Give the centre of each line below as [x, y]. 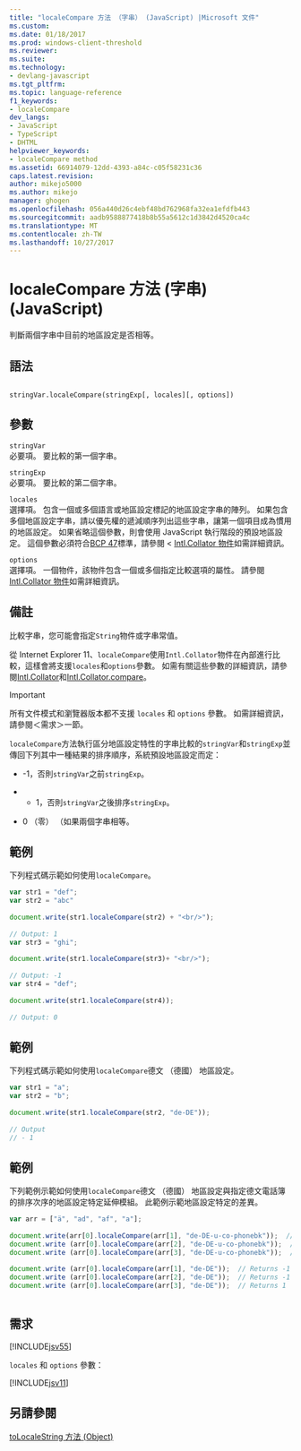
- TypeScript [34, 134]
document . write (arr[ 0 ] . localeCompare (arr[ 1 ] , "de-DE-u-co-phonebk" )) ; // [152, 1236]
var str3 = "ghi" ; [43, 942]
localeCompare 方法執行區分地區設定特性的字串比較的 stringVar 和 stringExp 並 [150, 743]
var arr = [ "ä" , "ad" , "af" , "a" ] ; [76, 1219]
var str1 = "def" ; [43, 892]
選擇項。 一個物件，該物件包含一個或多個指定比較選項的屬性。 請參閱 [137, 570]
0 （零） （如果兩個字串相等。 [78, 821]
